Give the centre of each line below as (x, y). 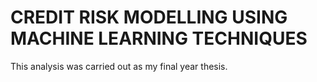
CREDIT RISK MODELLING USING (149, 17)
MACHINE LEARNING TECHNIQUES (159, 38)
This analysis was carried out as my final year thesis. (119, 66)
